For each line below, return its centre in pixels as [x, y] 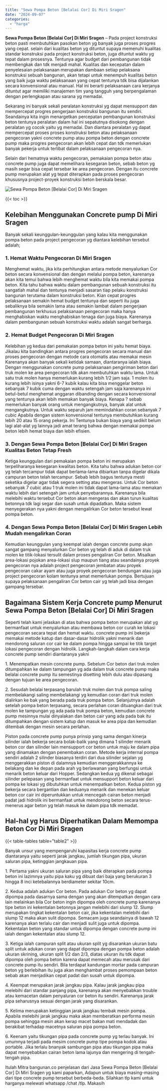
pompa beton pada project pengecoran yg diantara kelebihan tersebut [77, 240]
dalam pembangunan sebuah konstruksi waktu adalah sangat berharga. [79, 322]
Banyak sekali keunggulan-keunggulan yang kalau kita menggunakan [76, 234]
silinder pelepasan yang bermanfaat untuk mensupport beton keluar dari [80, 779]
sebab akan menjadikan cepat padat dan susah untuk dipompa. [70, 975]
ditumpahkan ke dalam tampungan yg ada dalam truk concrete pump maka [82, 669]
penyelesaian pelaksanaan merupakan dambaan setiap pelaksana [73, 70]
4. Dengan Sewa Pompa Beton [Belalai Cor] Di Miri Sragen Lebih [84, 527]
